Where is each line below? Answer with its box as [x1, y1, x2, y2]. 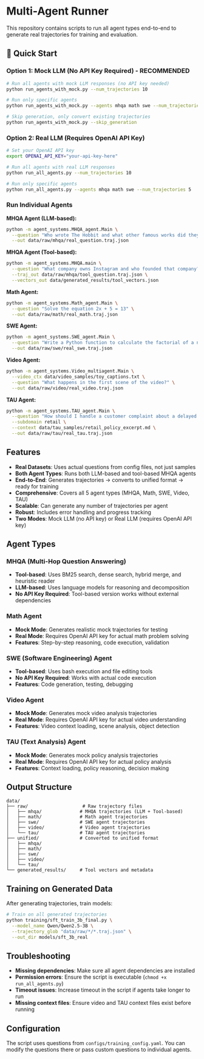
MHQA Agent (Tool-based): [6, 248, 77, 256]
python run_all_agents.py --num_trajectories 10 [6, 170, 132, 176]
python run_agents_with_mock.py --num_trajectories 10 [6, 86, 148, 92]
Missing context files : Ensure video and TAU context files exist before [15, 999, 191, 1007]
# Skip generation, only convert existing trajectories [6, 114, 151, 120]
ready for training [15, 482, 59, 490]
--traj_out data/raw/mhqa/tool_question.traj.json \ [12, 272, 148, 278]
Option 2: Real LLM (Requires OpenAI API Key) [6, 134, 145, 142]
